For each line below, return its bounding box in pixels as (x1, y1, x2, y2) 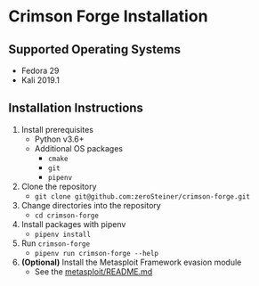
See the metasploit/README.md (34, 266, 153, 277)
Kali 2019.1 (20, 75, 60, 86)
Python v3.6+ (34, 134, 85, 144)
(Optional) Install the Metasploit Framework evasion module (20, 257, 242, 267)
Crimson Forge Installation (8, 6, 208, 27)
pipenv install (34, 230, 91, 239)
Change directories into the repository (20, 200, 161, 210)
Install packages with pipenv (20, 218, 126, 229)
